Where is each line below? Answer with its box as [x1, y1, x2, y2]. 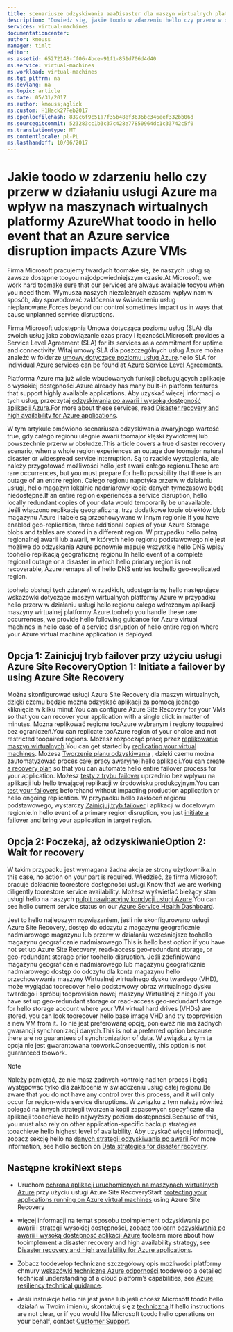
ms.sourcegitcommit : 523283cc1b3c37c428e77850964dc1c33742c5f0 [7, 120, 194, 127]
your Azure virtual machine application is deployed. [7, 630, 154, 639]
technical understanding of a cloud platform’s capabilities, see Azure [17, 1274, 214, 1282]
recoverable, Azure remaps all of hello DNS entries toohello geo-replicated [7, 565, 221, 573]
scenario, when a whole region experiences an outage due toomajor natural [7, 447, 223, 455]
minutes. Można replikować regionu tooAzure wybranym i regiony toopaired [7, 720, 224, 728]
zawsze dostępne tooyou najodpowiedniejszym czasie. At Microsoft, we [7, 274, 212, 282]
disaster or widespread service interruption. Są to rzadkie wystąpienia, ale [7, 454, 220, 463]
